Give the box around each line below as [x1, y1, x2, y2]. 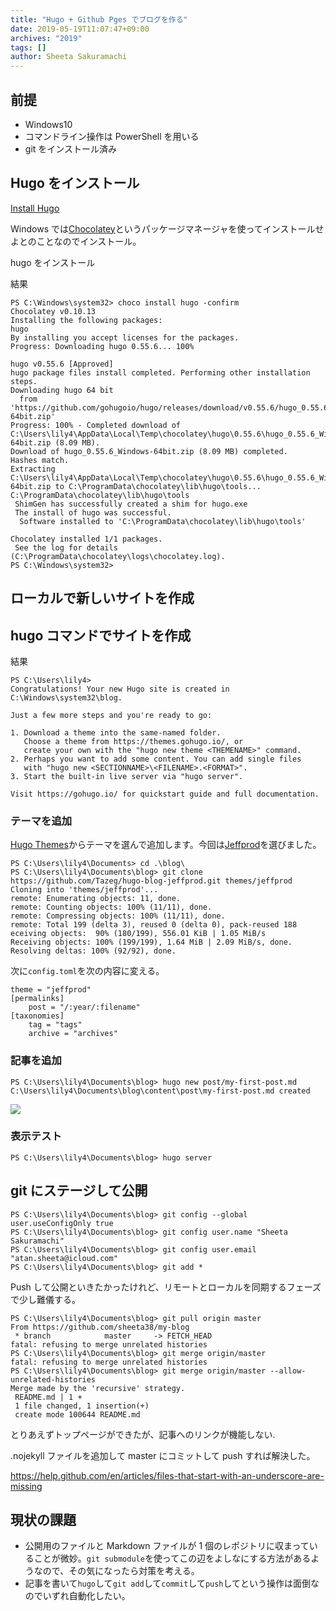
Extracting [10, 464, 56, 474]
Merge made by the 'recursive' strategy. [10, 1383, 186, 1393]
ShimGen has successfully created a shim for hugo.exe [14, 499, 248, 509]
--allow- [269, 1366, 307, 1376]
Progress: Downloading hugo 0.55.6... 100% [10, 341, 195, 351]
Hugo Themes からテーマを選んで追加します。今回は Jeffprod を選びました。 [10, 839, 322, 851]
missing [10, 1480, 43, 1492]
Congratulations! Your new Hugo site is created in [10, 684, 230, 694]
